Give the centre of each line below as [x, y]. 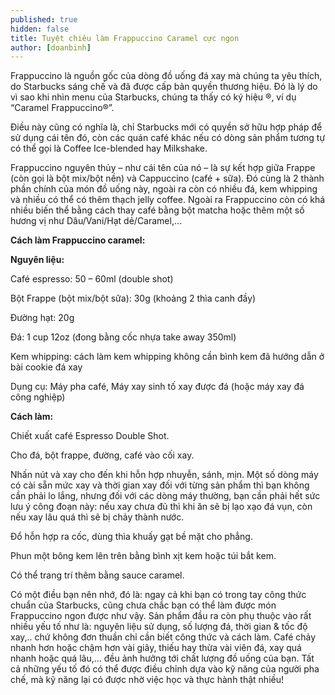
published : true [44, 19]
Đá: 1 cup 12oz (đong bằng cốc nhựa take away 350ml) [123, 337]
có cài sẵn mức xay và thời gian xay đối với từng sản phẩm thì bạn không [160, 485]
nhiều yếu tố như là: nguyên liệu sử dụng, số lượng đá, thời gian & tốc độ [159, 627]
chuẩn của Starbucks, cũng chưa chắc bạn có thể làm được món [143, 605]
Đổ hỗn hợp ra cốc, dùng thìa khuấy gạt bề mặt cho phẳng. [131, 537]
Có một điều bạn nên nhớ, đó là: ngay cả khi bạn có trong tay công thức [158, 595]
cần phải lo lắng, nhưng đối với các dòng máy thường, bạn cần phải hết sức [165, 496]
